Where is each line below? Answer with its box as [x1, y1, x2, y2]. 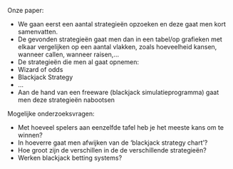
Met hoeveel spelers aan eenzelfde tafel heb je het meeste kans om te [17, 123, 224, 131]
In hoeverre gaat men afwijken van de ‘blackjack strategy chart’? [17, 138, 208, 147]
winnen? [17, 131, 43, 139]
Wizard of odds [17, 66, 63, 73]
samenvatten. [17, 28, 58, 36]
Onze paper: [7, 6, 44, 14]
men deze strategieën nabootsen [17, 96, 115, 104]
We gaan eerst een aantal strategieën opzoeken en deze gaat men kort [17, 20, 226, 28]
